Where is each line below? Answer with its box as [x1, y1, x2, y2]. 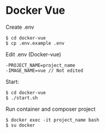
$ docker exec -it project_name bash [5, 117, 100, 123]
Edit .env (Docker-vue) [5, 50, 61, 58]
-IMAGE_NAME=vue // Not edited [5, 67, 84, 74]
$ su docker [5, 122, 35, 128]
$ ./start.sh [5, 95, 38, 101]
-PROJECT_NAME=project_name [5, 62, 76, 68]
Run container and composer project [5, 105, 96, 113]
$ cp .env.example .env [5, 40, 65, 46]
